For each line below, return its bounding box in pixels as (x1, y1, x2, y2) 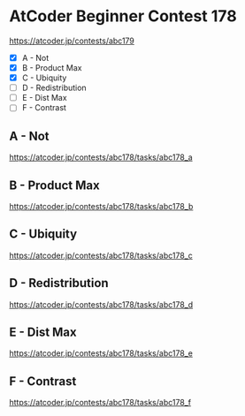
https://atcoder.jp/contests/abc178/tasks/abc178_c (9, 250, 193, 261)
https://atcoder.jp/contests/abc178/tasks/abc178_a (9, 152, 193, 163)
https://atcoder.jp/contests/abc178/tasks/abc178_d (9, 299, 194, 310)
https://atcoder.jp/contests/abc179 (9, 35, 135, 46)
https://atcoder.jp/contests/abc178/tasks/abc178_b (9, 200, 194, 211)
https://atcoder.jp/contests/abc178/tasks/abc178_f (9, 397, 192, 408)
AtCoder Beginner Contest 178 (9, 6, 237, 26)
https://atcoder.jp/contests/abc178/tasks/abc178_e (9, 348, 193, 359)
